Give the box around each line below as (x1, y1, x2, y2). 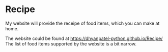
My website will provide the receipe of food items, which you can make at (5, 20, 160, 26)
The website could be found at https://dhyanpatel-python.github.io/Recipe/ (5, 35, 163, 41)
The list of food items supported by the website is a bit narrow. (5, 40, 136, 46)
